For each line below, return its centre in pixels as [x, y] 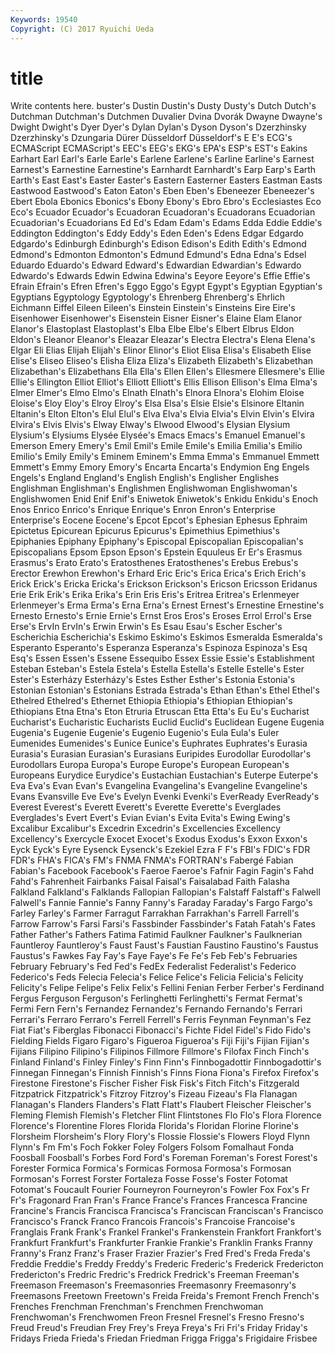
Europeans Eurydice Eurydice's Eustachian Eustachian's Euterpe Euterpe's [164, 775]
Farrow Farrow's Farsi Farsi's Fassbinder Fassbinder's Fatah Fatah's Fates [163, 924]
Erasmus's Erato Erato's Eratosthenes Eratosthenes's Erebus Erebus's [154, 563]
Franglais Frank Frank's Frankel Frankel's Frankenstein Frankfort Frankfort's [166, 1232]
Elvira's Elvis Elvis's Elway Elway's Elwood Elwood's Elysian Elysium [150, 425]
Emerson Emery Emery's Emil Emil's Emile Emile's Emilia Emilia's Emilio [156, 446]
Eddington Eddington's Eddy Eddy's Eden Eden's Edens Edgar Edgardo [157, 233]
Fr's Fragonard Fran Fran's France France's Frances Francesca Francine [159, 1200]
